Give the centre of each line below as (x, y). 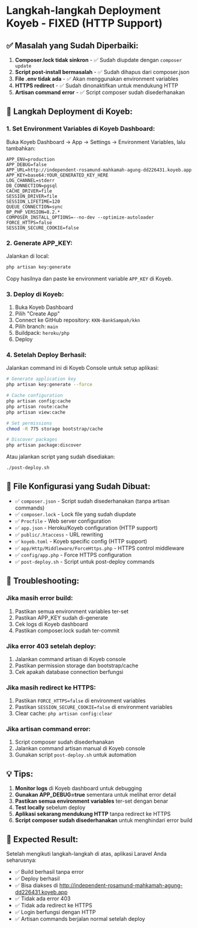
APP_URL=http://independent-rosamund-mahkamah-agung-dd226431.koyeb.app (99, 170)
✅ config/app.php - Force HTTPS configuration (73, 555)
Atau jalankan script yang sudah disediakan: (61, 457)
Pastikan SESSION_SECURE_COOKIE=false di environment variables (94, 707)
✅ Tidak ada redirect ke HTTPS (54, 905)
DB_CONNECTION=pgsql (32, 185)
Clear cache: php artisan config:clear (64, 714)
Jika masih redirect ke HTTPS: (51, 687)
